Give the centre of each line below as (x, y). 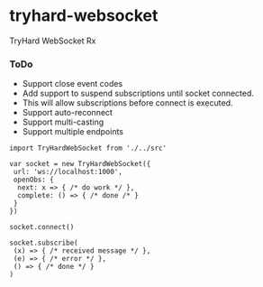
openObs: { (33, 180)
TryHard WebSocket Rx (53, 41)
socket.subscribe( (44, 243)
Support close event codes (73, 84)
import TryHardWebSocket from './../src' (88, 148)
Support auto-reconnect (67, 113)
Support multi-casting (63, 122)
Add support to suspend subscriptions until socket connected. (138, 93)
